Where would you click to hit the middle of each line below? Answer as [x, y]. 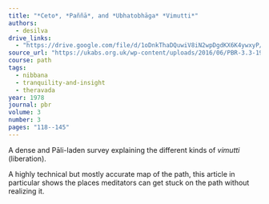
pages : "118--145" [39, 127]
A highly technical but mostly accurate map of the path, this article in [122, 174]
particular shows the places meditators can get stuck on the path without [129, 182]
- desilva [32, 30]
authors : [23, 23]
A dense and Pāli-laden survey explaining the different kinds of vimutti [124, 150]
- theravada [36, 90]
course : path [30, 61]
